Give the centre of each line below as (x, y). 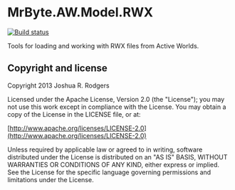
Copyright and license (58, 68)
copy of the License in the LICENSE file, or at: (74, 114)
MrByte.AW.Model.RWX (80, 12)
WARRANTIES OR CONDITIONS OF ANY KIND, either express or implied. (113, 164)
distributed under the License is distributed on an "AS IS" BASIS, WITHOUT (117, 157)
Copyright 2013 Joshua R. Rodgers (58, 85)
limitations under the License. (51, 179)
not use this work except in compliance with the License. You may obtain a (117, 107)
